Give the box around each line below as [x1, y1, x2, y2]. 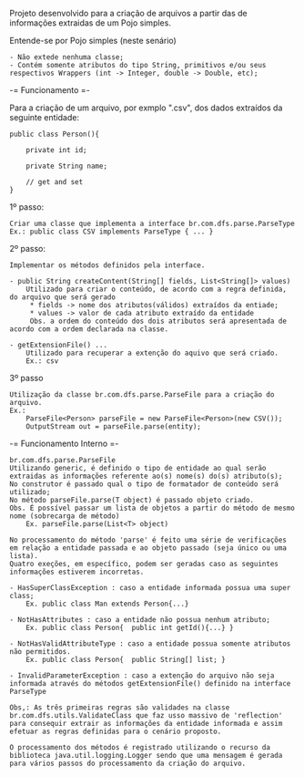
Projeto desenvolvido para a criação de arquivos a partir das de [9, 8, 248, 18]
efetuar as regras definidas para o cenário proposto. [9, 727, 222, 736]
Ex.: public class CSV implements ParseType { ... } [9, 227, 214, 236]
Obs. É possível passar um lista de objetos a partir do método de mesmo [9, 503, 296, 513]
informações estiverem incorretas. [9, 567, 145, 576]
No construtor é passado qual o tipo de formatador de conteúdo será [9, 480, 279, 489]
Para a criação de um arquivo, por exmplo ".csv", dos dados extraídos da [9, 102, 283, 113]
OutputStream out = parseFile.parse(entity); [25, 422, 202, 431]
